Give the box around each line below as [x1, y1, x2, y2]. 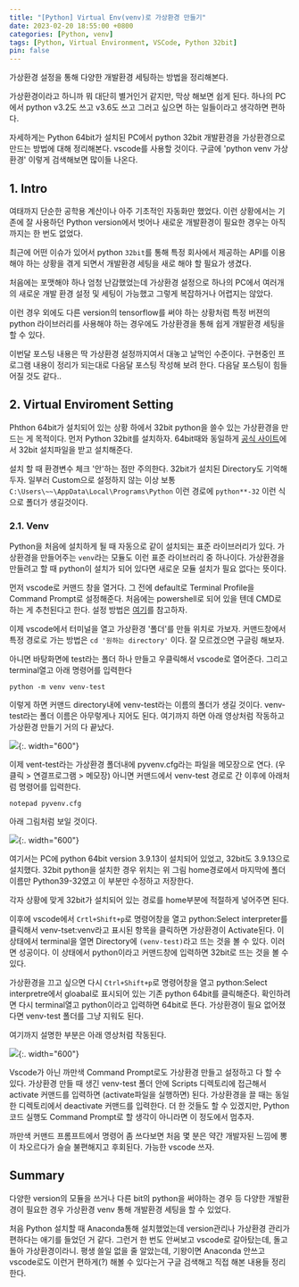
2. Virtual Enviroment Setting [9, 397, 174, 412]
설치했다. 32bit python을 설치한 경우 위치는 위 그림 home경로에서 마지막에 [9, 865, 270, 876]
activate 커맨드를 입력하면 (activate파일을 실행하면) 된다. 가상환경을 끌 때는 [9, 1090, 273, 1100]
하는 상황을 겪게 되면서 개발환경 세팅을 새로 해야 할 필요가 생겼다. [25, 258, 252, 269]
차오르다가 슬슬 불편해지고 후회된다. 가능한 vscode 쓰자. [18, 1142, 215, 1152]
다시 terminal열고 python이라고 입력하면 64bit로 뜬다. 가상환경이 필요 [18, 1000, 262, 1010]
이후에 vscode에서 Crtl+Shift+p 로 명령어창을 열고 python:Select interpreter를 [9, 914, 288, 925]
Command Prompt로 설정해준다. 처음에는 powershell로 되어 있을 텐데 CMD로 [9, 594, 282, 604]
